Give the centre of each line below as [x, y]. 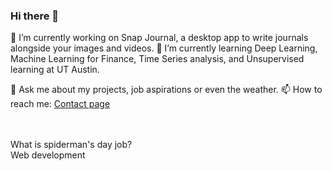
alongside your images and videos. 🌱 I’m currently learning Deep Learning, [164, 48]
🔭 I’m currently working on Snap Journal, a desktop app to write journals [159, 38]
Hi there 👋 [35, 16]
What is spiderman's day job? [71, 145]
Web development [48, 155]
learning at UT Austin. [55, 70]
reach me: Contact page [60, 104]
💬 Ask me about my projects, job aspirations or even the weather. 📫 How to [166, 90]
